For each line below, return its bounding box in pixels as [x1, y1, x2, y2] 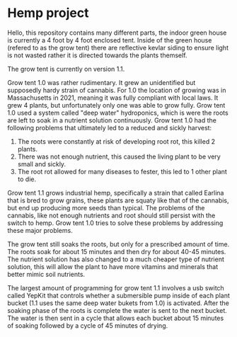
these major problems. [7, 226, 73, 234]
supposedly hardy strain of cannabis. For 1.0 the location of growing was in [7, 86, 226, 94]
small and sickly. [17, 159, 66, 168]
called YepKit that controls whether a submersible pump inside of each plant [7, 291, 230, 299]
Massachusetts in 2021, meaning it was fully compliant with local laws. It [7, 93, 219, 102]
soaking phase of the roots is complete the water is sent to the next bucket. [7, 306, 228, 314]
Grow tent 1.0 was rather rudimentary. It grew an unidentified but [7, 78, 196, 86]
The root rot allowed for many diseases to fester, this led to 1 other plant [17, 167, 228, 176]
